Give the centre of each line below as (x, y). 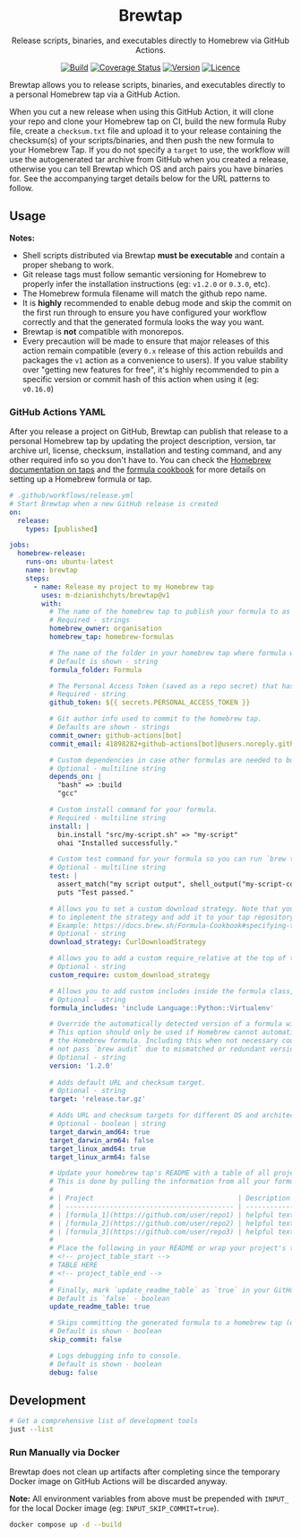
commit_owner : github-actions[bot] (115, 735)
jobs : (19, 545)
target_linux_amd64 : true (97, 1149)
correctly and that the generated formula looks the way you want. (143, 322)
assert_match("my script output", (121, 885)
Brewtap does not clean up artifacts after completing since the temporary (145, 1472)
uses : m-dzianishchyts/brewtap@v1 (106, 595)
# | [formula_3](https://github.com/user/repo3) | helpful (162, 1232)
